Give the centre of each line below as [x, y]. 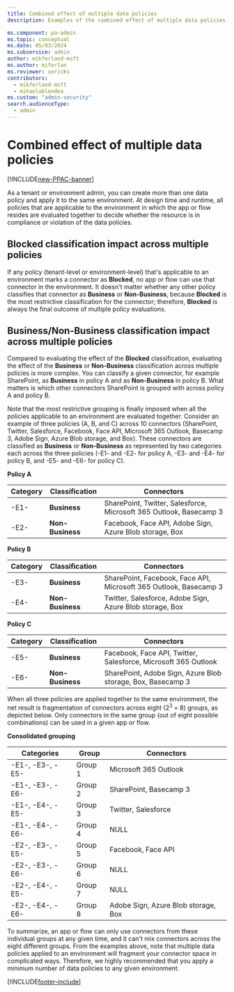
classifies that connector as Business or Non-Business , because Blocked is [117, 294]
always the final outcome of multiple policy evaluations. [87, 309]
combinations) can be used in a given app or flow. [79, 723]
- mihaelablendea [39, 91]
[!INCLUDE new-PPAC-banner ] [50, 179]
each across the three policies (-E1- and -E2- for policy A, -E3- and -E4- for [116, 453]
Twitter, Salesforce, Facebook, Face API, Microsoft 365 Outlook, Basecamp [115, 431]
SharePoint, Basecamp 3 [149, 790]
